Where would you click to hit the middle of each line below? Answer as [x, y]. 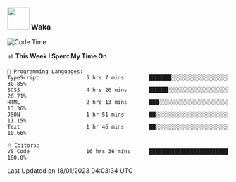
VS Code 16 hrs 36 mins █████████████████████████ [118, 152]
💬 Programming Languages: [45, 72]
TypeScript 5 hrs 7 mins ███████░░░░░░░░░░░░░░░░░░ [118, 78]
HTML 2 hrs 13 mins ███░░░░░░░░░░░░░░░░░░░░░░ [118, 103]
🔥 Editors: [24, 145]
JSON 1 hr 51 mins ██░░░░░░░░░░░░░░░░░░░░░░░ [118, 115]
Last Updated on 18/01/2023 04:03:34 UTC [70, 171]
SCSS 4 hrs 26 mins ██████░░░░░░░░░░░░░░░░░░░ [118, 90]
